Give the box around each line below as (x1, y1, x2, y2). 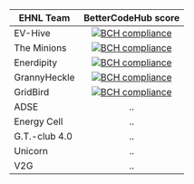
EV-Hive (14, 27, 51, 39)
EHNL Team (18, 12, 71, 24)
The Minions (14, 42, 67, 53)
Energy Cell (14, 115, 63, 128)
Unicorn (14, 145, 48, 157)
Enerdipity (14, 56, 58, 69)
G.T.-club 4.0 (14, 131, 73, 142)
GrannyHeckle (14, 72, 75, 83)
